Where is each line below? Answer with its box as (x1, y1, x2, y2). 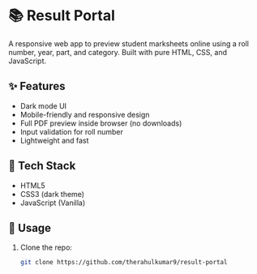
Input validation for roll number (19, 126, 123, 136)
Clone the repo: (19, 242, 73, 252)
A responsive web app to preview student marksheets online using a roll (8, 38, 250, 49)
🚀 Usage (8, 220, 51, 235)
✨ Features (8, 79, 66, 93)
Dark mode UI (19, 101, 67, 110)
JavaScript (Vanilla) (19, 198, 86, 208)
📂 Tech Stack (8, 159, 76, 173)
